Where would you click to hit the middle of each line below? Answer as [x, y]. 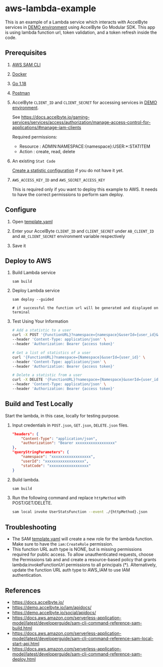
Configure [21, 210]
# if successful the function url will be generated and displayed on [85, 308]
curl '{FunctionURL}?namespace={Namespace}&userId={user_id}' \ [79, 357]
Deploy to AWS [28, 261]
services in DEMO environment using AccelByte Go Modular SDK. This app [80, 27]
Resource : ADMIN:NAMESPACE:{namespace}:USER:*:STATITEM [85, 146]
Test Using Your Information [40, 321]
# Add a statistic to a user [42, 330]
